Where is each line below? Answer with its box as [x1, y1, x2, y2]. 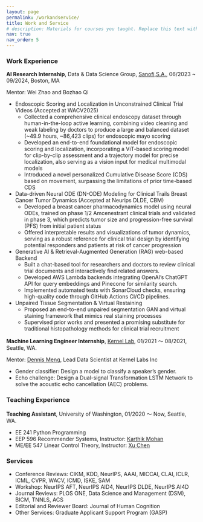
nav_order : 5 [6, 37, 39, 43]
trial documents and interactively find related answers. [24, 267, 160, 275]
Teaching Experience [6, 396, 70, 404]
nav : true [6, 31, 31, 37]
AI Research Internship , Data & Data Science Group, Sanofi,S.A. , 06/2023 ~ [6, 71, 196, 78]
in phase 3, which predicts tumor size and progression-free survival [24, 216, 193, 224]
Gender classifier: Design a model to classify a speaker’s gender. [14, 368, 177, 375]
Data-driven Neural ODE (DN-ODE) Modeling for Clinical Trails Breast [14, 190, 187, 198]
